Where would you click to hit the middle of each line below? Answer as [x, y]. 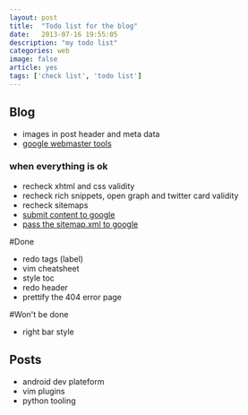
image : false [34, 59]
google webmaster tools [67, 143]
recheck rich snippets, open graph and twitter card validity [130, 195]
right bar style [48, 332]
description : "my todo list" [64, 43]
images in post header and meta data [91, 134]
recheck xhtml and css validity [78, 186]
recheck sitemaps [55, 205]
